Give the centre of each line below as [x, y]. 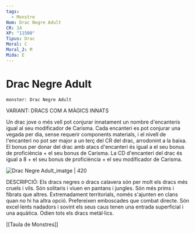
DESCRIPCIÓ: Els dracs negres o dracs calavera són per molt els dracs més [97, 181]
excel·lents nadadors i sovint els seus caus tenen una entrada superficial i [95, 207]
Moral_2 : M [19, 50]
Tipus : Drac [20, 39]
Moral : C [17, 44]
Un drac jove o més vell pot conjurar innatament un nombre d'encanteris [93, 122]
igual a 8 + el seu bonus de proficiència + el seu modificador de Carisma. [94, 159]
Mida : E [15, 55]
